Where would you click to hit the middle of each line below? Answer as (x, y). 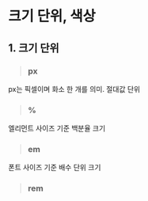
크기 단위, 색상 (52, 16)
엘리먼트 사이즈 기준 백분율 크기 (57, 128)
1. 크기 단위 (34, 48)
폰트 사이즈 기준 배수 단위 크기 (55, 168)
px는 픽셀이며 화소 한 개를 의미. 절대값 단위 (74, 89)
